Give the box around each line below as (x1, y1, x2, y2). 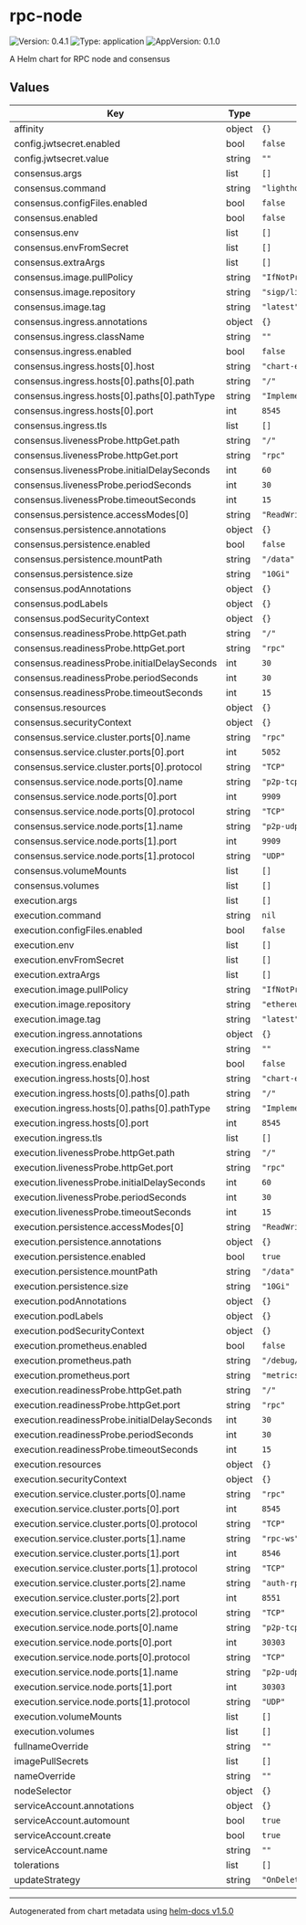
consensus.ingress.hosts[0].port (14, 404, 154, 416)
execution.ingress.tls (14, 1131, 103, 1144)
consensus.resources (14, 700, 107, 713)
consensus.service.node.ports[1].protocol (14, 849, 195, 862)
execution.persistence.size (14, 1279, 129, 1292)
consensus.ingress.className (14, 330, 145, 342)
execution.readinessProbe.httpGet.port (14, 1398, 180, 1411)
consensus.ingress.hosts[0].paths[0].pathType (14, 389, 216, 402)
